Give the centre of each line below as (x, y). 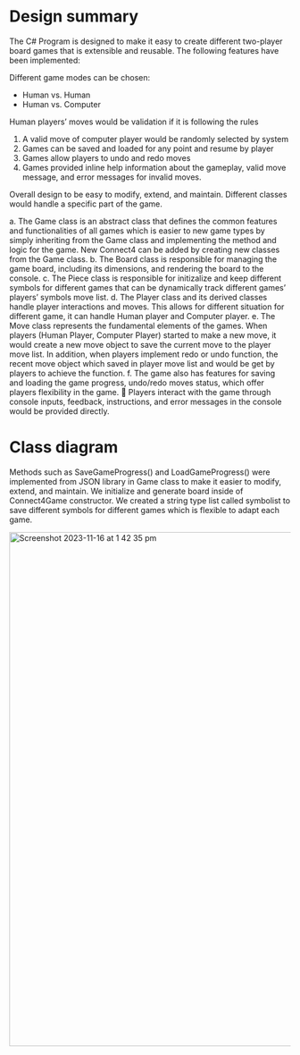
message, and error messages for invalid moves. (112, 177)
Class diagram (64, 447)
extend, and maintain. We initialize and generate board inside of (126, 491)
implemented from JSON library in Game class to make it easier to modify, (146, 481)
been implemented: (45, 60)
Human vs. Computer (61, 104)
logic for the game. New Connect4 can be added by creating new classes (145, 249)
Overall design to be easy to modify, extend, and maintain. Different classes (148, 194)
